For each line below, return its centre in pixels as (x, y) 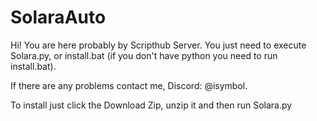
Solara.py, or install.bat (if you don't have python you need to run (144, 55)
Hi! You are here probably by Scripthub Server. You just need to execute (158, 45)
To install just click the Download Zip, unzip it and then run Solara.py (151, 105)
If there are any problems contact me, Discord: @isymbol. (129, 85)
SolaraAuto (58, 17)
